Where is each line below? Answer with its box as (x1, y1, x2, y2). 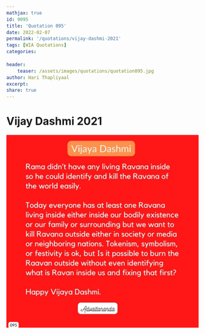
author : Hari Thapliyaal (6, 74, 70, 81)
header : (6, 61, 26, 67)
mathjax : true (6, 10, 43, 16)
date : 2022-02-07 (6, 29, 51, 35)
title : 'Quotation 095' (6, 23, 67, 29)
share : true (6, 87, 37, 94)
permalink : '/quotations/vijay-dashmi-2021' (6, 35, 121, 42)
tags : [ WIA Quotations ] (6, 42, 67, 48)
